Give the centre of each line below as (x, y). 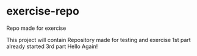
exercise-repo (43, 11)
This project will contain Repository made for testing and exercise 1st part (99, 40)
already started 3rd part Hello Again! (52, 46)
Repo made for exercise (36, 28)
